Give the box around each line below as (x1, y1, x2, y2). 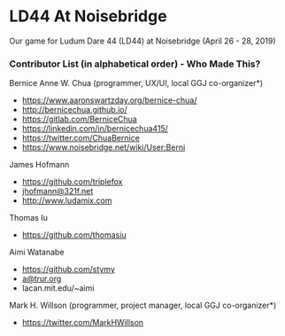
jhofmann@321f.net (21, 186, 94, 197)
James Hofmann (9, 160, 70, 170)
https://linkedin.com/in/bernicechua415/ (21, 123, 168, 134)
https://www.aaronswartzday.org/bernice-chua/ (21, 95, 197, 105)
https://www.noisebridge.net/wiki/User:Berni (21, 142, 186, 152)
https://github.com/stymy (21, 264, 115, 275)
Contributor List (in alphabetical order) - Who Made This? (9, 58, 261, 70)
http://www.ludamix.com (21, 195, 112, 206)
